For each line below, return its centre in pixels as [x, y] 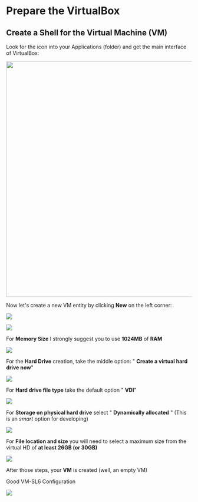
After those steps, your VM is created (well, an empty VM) [77, 470]
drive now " [20, 368]
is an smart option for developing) [47, 419]
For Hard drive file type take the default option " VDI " [71, 390]
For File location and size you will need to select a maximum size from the [96, 441]
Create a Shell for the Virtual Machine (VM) [87, 33]
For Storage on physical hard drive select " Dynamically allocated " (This [96, 412]
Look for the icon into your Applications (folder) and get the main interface [96, 47]
